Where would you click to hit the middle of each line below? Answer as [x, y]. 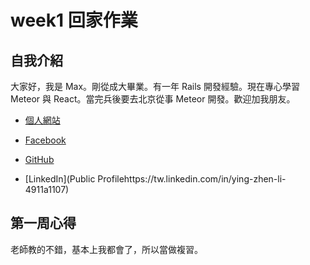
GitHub [39, 159]
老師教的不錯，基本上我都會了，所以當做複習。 [106, 249]
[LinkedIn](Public [60, 179]
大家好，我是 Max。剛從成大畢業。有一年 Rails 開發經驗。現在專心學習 [155, 86]
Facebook [45, 140]
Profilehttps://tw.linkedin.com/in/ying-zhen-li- [192, 179]
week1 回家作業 [74, 20]
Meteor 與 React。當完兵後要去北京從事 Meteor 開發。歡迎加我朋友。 [153, 99]
